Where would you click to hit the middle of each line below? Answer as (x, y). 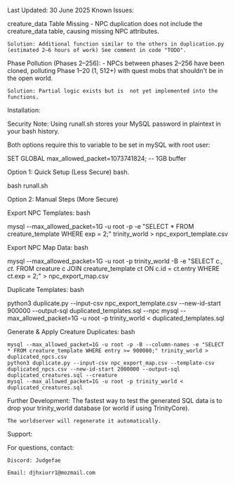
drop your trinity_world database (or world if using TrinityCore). (99, 408)
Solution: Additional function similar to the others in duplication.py (116, 44)
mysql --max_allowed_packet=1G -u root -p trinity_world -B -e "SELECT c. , (115, 261)
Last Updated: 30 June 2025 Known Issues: (71, 10)
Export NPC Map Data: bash (48, 247)
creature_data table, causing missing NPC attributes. (83, 31)
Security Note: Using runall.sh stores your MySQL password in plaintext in (114, 124)
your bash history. (33, 131)
